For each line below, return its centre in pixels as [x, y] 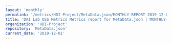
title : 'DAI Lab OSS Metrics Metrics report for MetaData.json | [76, 19]
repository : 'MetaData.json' [36, 29]
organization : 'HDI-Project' [36, 24]
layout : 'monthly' [25, 10]
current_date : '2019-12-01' [35, 33]
